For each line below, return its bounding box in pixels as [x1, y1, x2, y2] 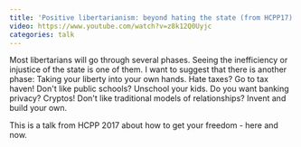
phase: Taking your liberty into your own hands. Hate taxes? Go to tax [9, 74, 269, 85]
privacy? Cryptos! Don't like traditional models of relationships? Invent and [9, 93, 287, 104]
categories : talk [9, 30, 75, 39]
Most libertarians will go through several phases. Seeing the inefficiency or [9, 55, 288, 66]
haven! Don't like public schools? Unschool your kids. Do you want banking [9, 83, 289, 95]
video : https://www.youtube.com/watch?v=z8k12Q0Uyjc [9, 22, 212, 31]
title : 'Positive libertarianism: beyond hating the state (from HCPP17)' [9, 13, 297, 23]
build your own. [9, 103, 68, 114]
